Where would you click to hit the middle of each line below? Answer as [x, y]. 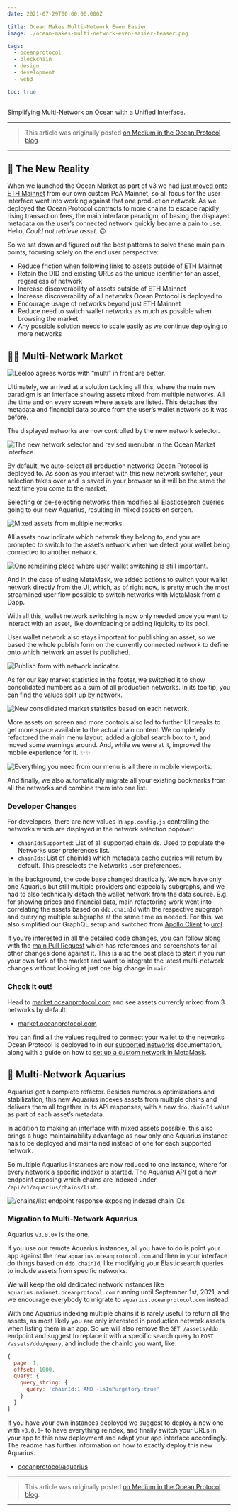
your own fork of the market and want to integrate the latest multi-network [116, 961]
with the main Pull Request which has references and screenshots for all [113, 946]
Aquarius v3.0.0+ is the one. [49, 1234]
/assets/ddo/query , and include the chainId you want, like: [92, 1343]
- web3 [23, 79]
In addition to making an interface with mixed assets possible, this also [110, 1128]
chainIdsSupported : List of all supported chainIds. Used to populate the [121, 843]
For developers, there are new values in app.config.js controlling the [108, 822]
